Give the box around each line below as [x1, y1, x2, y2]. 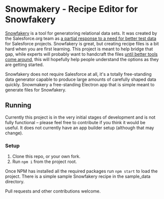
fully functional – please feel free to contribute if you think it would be [5, 119, 146, 125]
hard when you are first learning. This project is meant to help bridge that [5, 46, 153, 52]
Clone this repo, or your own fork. [12, 154, 81, 160]
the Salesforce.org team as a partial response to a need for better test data [5, 35, 157, 41]
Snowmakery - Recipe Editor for [5, 3, 138, 15]
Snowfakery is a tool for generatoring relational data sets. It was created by [5, 30, 157, 36]
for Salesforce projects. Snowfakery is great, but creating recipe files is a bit [5, 40, 159, 46]
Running [5, 101, 32, 109]
